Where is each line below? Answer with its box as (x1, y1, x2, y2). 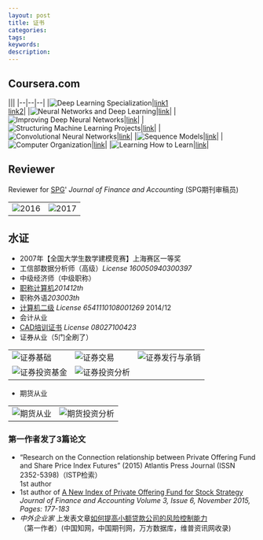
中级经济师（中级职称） (19, 273, 96, 283)
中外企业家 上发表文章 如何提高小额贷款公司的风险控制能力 (19, 513, 208, 523)
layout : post (8, 11, 51, 20)
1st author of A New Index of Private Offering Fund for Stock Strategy (19, 487, 243, 497)
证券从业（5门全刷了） (19, 332, 93, 342)
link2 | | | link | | (8, 106, 177, 116)
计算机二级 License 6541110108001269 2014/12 (19, 303, 172, 313)
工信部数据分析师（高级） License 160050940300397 (19, 264, 192, 273)
